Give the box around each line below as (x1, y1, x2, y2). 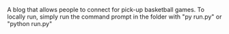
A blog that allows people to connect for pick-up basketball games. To (7, 6, 205, 13)
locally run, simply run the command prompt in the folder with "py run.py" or (7, 13, 222, 21)
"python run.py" (7, 20, 53, 27)
